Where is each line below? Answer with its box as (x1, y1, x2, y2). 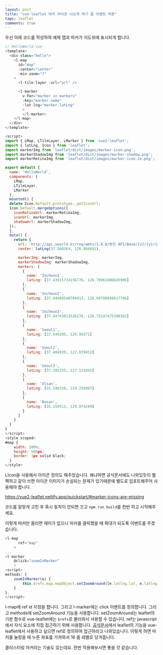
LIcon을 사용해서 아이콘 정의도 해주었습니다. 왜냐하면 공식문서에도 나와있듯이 (5, 472, 151, 478)
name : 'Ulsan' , (26, 381, 57, 386)
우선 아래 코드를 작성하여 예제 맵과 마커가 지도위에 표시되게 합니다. (5, 34, 130, 40)
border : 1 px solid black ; (14, 454, 66, 458)
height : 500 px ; (14, 449, 45, 454)
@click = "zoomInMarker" (14, 558, 60, 563)
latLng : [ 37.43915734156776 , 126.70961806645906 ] (26, 278, 130, 283)
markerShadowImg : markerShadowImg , (17, 260, 90, 264)
